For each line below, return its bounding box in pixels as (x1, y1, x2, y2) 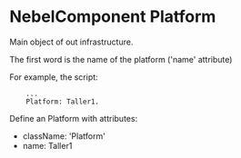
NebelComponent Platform (9, 6, 216, 27)
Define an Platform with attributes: (9, 113, 138, 123)
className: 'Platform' (22, 130, 106, 142)
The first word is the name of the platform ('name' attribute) (9, 54, 233, 64)
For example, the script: (9, 71, 98, 83)
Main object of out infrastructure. (9, 36, 134, 47)
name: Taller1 (22, 140, 73, 151)
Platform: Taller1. (25, 97, 100, 106)
